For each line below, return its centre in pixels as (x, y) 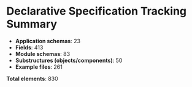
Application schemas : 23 (48, 41)
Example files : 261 (39, 67)
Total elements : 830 (32, 78)
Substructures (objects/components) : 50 (69, 60)
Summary (32, 24)
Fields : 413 (29, 47)
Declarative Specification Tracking (97, 11)
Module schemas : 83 (43, 54)
